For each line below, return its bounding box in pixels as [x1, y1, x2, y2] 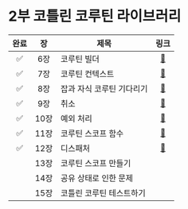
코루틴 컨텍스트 [60, 68, 115, 79]
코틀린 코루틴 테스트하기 [60, 188, 146, 199]
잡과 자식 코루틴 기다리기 [60, 83, 148, 94]
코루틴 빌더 [60, 53, 100, 64]
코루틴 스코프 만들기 [60, 157, 131, 168]
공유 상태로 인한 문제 [60, 172, 134, 184]
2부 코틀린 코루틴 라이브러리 [8, 7, 182, 25]
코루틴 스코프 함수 [60, 128, 124, 139]
